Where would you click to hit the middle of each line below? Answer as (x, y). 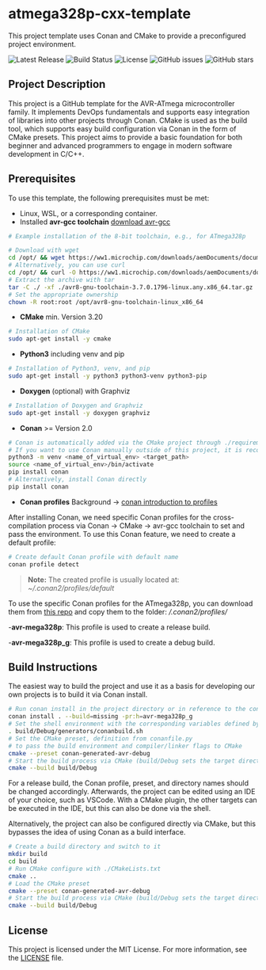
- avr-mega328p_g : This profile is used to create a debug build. (112, 642)
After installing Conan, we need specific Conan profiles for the (110, 517)
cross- (224, 517)
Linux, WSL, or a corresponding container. (89, 213)
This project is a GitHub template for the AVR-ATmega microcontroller (122, 103)
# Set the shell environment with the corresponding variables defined (129, 724)
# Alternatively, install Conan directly (78, 480)
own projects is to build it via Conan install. (78, 694)
